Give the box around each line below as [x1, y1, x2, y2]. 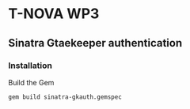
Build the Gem [8, 77, 55, 87]
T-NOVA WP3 [8, 5, 100, 23]
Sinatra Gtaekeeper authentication [8, 36, 183, 50]
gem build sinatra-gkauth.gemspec [8, 92, 123, 101]
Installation [8, 60, 53, 71]
